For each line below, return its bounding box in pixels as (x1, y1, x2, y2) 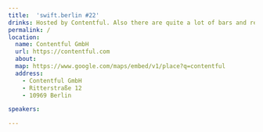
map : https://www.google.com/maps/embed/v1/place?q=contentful (15, 62, 225, 70)
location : (8, 33, 41, 41)
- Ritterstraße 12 (22, 84, 82, 92)
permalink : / (8, 26, 51, 34)
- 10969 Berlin (22, 91, 72, 99)
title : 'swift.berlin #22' (8, 11, 100, 20)
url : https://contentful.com (15, 48, 110, 55)
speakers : (8, 105, 41, 113)
